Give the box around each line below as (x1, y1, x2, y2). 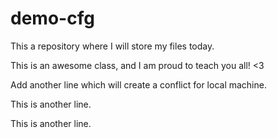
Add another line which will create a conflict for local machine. (10, 78, 267, 91)
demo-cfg (10, 7, 95, 30)
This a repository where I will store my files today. (10, 40, 215, 52)
